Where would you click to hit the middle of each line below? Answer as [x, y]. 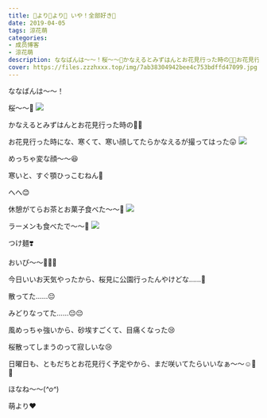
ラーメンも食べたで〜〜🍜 [49, 226]
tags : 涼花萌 [28, 30]
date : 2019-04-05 [37, 23]
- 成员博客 [24, 45]
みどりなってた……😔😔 [46, 313]
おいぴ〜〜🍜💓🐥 [33, 262]
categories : [28, 38]
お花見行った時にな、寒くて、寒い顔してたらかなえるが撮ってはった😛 [122, 141]
